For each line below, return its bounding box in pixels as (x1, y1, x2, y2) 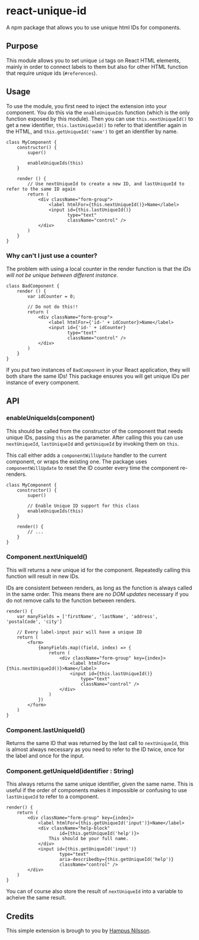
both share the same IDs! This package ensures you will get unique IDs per (6, 373, 189, 380)
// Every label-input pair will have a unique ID (17, 629, 143, 635)
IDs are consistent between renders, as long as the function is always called (6, 584, 192, 591)
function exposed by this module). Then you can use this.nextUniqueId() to (6, 115, 194, 122)
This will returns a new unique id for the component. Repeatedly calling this (6, 566, 191, 573)
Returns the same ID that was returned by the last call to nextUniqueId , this (6, 740, 189, 747)
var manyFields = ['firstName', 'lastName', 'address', (17, 613, 159, 619)
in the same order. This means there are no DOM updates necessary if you (6, 590, 189, 598)
